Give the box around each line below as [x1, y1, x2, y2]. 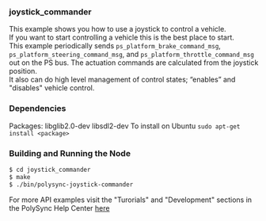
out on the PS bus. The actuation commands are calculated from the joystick [9, 58, 259, 67]
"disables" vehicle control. [9, 83, 95, 93]
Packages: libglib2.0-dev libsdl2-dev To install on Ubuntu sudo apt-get [9, 121, 241, 131]
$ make [9, 173, 31, 181]
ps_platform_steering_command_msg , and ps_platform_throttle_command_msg [9, 50, 254, 59]
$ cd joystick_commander [9, 166, 91, 173]
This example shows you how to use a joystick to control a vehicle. [9, 25, 226, 34]
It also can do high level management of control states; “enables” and [9, 74, 236, 85]
